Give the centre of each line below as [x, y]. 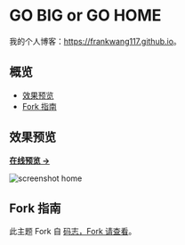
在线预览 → [30, 160]
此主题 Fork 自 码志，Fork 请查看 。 [73, 232]
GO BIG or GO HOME [85, 16]
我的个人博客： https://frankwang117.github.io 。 [96, 41]
